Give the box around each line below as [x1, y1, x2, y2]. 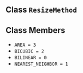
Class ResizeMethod [5, 5, 77, 15]
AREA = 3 [14, 42, 36, 48]
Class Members [5, 25, 66, 35]
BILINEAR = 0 [14, 55, 47, 61]
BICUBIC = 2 [14, 48, 44, 54]
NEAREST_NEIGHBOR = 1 [14, 61, 68, 68]
